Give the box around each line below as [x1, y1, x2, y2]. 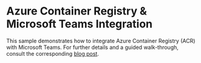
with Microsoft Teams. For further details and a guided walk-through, [6, 44, 179, 51]
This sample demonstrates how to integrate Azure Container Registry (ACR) [6, 37, 196, 44]
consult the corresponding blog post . [6, 50, 99, 57]
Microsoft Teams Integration [6, 17, 153, 31]
